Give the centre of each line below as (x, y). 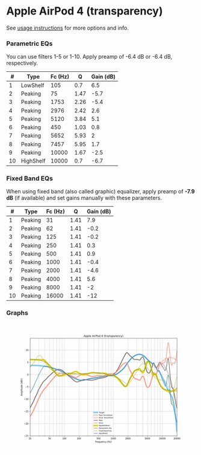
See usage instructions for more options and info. (68, 28)
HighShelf (33, 161)
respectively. (22, 63)
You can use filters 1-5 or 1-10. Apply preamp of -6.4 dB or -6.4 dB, (89, 57)
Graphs (17, 313)
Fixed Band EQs (29, 178)
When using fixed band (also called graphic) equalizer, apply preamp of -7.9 (100, 192)
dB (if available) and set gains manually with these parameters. (84, 198)
